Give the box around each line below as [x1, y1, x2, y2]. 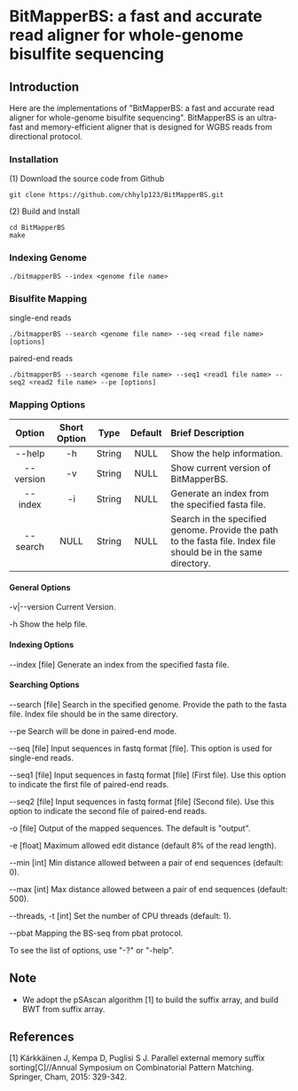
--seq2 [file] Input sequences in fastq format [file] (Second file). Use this [9, 796, 275, 807]
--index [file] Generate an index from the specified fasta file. [9, 659, 230, 669]
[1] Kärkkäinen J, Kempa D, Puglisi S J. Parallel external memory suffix [9, 1053, 265, 1063]
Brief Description [170, 427, 245, 439]
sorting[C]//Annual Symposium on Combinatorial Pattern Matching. [9, 1063, 255, 1073]
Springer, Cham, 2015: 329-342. [9, 1071, 128, 1082]
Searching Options [9, 679, 80, 690]
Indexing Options [9, 639, 74, 650]
